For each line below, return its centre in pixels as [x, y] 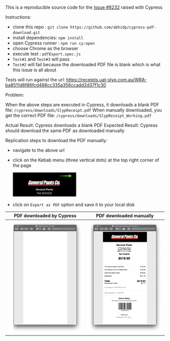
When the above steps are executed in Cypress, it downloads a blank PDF [82, 105]
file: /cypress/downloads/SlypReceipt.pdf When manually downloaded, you [83, 110]
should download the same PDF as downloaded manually [65, 131]
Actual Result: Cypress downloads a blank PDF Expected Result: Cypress [81, 125]
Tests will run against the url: [35, 80]
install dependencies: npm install [48, 38]
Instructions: [18, 17]
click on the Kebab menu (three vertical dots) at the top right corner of [86, 160]
